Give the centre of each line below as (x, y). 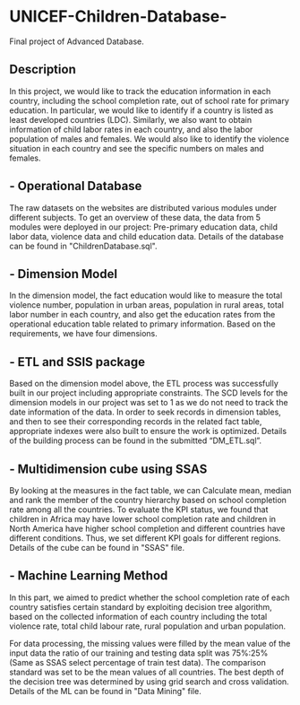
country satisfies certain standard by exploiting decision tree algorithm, (141, 606)
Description (43, 70)
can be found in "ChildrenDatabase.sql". (83, 246)
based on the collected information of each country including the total (138, 616)
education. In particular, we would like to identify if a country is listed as (141, 110)
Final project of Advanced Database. (77, 41)
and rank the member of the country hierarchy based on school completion (148, 500)
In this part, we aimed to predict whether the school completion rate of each (150, 597)
